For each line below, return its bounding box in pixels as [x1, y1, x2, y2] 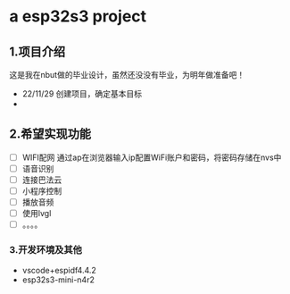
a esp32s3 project [9, 6, 147, 27]
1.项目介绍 [9, 44, 66, 59]
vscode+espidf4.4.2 [21, 265, 96, 275]
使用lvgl [21, 208, 52, 219]
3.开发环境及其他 [9, 244, 83, 256]
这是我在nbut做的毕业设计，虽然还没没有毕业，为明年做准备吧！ [9, 70, 245, 80]
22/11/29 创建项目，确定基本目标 [21, 88, 143, 99]
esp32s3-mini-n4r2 [21, 274, 95, 285]
